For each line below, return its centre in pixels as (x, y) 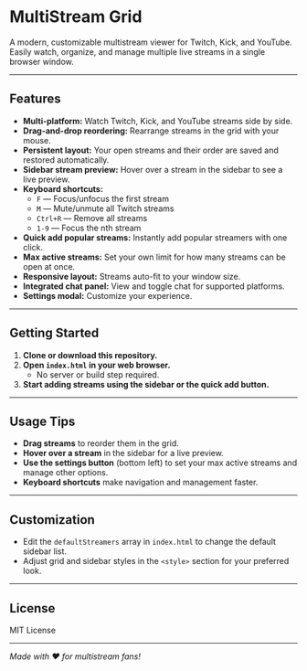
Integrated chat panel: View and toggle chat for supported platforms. (153, 286)
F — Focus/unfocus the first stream (102, 198)
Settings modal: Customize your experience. (107, 295)
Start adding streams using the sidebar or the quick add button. (146, 384)
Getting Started (54, 333)
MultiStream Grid (76, 17)
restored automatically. (66, 160)
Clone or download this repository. (90, 355)
